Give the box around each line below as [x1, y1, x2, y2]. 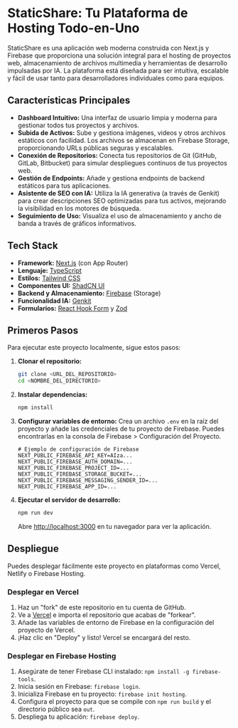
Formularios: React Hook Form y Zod [17, 304, 128, 312]
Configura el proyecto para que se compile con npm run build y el [17, 697, 212, 706]
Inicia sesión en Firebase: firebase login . [17, 682, 141, 691]
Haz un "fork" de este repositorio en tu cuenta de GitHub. [17, 603, 186, 611]
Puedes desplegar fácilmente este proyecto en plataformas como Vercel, [7, 562, 222, 570]
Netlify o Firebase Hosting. [7, 569, 86, 577]
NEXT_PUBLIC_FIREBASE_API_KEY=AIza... [17, 452, 133, 459]
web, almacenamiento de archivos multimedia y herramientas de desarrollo [7, 58, 227, 67]
